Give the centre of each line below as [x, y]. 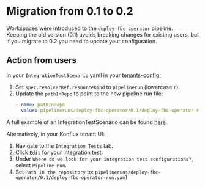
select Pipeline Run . [41, 165]
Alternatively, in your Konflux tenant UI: [56, 134]
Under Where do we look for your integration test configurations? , [104, 159]
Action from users [41, 60]
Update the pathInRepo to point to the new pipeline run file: [89, 94]
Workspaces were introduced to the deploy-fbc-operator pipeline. [90, 28]
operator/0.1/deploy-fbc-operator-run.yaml [72, 178]
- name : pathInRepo [40, 105]
